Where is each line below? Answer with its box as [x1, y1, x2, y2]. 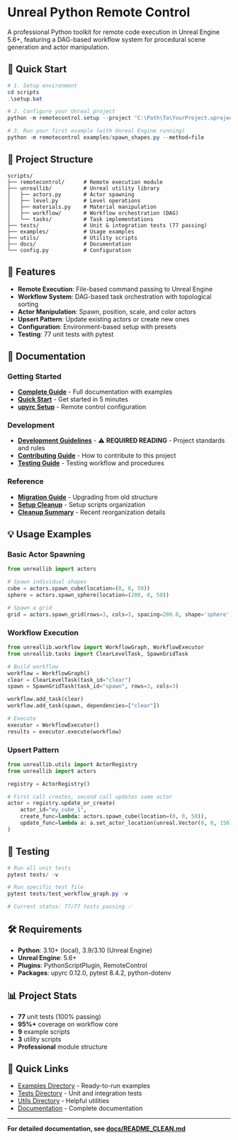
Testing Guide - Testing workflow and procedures [17, 459, 164, 467]
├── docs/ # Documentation [7, 240, 132, 248]
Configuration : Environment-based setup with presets [17, 322, 177, 331]
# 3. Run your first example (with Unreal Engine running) [7, 127, 186, 135]
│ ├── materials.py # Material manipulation [7, 203, 157, 210]
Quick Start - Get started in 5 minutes [17, 395, 129, 404]
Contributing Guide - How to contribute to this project [17, 451, 176, 460]
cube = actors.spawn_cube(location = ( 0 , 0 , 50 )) [7, 585, 151, 592]
